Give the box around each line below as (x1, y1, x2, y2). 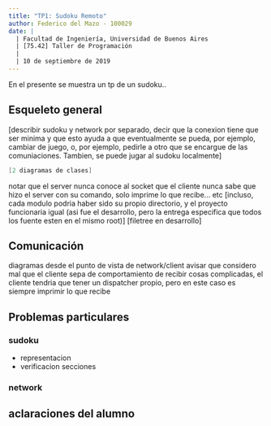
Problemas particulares (8, 310, 130, 324)
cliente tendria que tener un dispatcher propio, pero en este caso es (8, 278, 236, 288)
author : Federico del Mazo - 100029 (8, 20, 132, 28)
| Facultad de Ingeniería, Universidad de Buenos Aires (15, 34, 209, 43)
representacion (19, 353, 71, 363)
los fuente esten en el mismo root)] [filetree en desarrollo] (8, 215, 202, 225)
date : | (8, 27, 35, 35)
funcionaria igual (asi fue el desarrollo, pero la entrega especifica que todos (8, 206, 262, 216)
